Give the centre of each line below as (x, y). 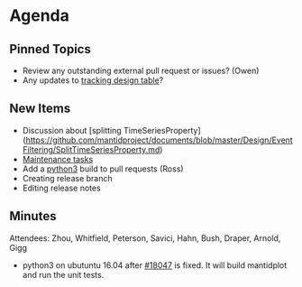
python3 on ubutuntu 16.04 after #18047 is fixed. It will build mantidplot (155, 265)
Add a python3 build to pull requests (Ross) (103, 169)
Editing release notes (61, 188)
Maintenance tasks (58, 159)
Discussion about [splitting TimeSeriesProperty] (111, 130)
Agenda (39, 16)
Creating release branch (67, 178)
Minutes (33, 216)
